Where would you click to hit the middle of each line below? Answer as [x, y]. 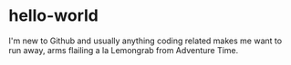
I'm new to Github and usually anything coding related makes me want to [145, 41]
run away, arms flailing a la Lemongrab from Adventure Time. [124, 50]
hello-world [54, 16]
